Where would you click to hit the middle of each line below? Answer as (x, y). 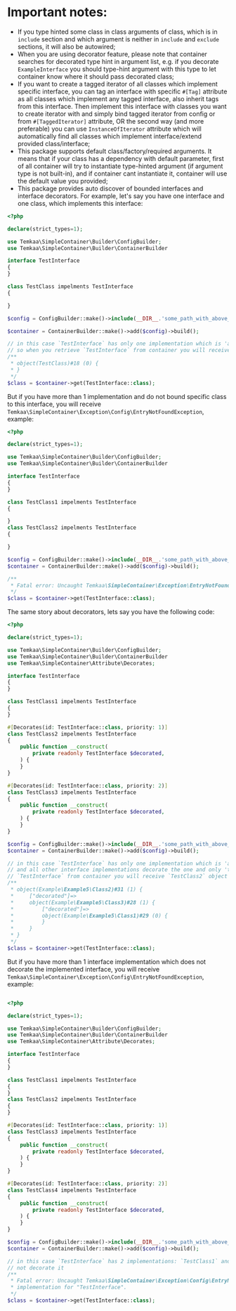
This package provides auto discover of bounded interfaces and (110, 188)
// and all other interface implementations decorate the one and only (114, 870)
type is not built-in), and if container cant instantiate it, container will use (122, 174)
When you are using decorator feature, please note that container (112, 54)
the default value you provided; (63, 181)
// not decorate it (36, 1268)
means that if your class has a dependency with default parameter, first (121, 158)
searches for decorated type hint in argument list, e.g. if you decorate (118, 61)
